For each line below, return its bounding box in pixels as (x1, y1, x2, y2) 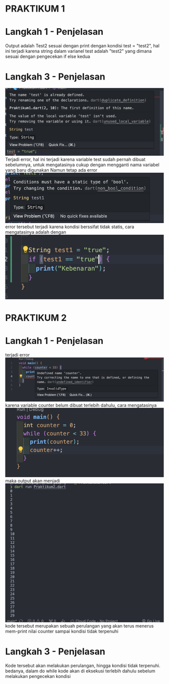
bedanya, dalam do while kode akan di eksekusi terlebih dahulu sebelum (5, 668, 155, 674)
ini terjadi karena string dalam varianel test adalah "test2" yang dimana (5, 48, 152, 54)
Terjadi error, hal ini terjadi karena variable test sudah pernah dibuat (5, 156, 146, 162)
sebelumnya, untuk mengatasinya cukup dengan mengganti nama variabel (5, 162, 160, 168)
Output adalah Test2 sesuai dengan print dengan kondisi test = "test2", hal (5, 43, 160, 49)
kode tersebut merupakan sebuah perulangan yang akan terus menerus (5, 623, 154, 629)
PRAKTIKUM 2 (5, 312, 67, 323)
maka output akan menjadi (5, 478, 60, 484)
